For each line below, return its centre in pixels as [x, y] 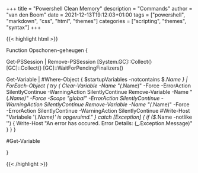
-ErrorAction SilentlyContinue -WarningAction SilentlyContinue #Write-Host [98, 111]
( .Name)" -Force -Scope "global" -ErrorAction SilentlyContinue [83, 98]
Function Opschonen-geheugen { [47, 50]
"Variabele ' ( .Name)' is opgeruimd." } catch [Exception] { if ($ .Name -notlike [99, 117]
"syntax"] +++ [24, 27]
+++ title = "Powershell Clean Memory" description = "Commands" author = [99, 9]
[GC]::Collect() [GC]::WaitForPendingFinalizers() [65, 68]
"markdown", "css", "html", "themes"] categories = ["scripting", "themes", [96, 21]
